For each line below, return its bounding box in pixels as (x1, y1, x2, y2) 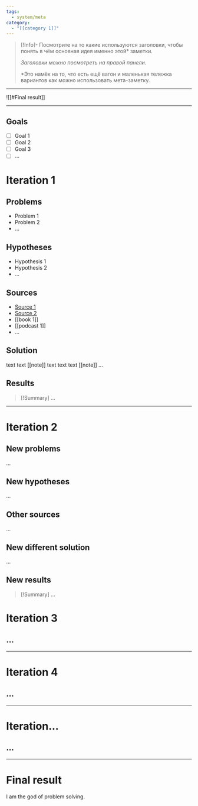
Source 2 (14, 309, 37, 316)
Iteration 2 (6, 420, 58, 433)
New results (6, 575, 51, 585)
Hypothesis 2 (14, 264, 47, 271)
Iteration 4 (6, 666, 58, 679)
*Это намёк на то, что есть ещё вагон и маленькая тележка (20, 70, 172, 77)
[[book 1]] (14, 316, 38, 323)
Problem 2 (14, 219, 40, 226)
